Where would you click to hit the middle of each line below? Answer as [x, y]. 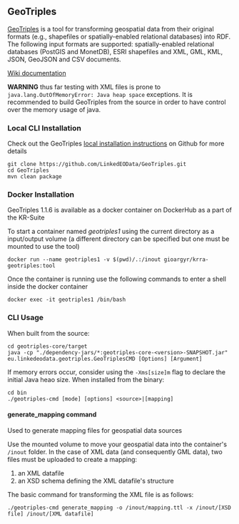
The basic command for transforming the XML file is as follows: [101, 494]
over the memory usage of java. [54, 109]
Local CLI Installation [45, 128]
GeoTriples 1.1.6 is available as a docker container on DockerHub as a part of [120, 210]
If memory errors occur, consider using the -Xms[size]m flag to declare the [117, 372]
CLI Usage [26, 318]
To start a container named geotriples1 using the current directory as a [111, 232]
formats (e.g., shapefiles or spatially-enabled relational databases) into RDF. [119, 36]
